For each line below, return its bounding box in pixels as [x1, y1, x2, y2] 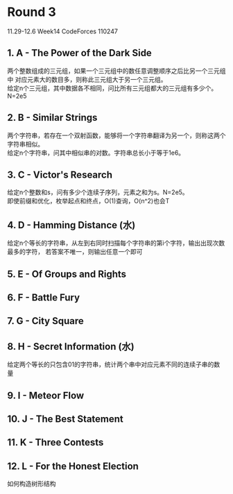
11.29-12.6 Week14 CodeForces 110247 [7, 27, 118, 35]
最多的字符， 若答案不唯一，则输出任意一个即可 [7, 248, 143, 256]
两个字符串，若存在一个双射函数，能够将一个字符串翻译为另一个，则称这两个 [7, 131, 226, 139]
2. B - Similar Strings [7, 112, 98, 123]
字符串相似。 [7, 139, 44, 148]
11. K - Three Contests [7, 436, 104, 448]
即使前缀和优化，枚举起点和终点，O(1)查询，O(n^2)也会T [7, 197, 170, 205]
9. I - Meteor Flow [7, 389, 85, 401]
